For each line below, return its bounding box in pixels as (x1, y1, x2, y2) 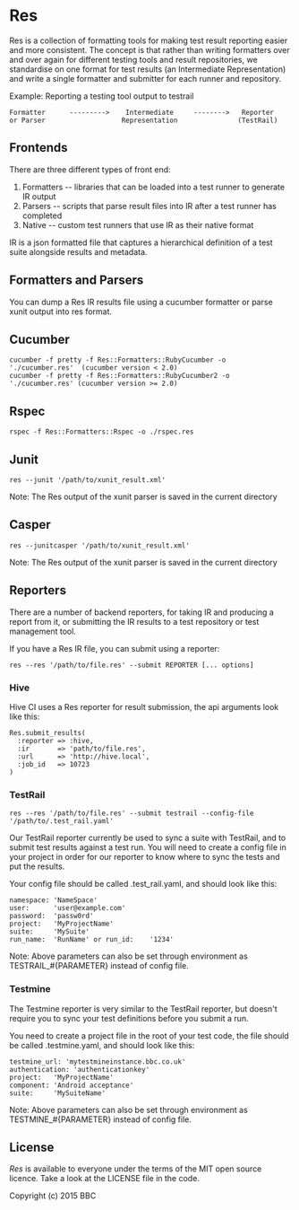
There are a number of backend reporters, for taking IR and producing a (9, 607, 275, 618)
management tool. (9, 626, 76, 636)
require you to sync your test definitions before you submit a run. (9, 1013, 249, 1023)
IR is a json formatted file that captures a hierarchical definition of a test (9, 237, 273, 248)
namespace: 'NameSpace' (9, 896, 98, 905)
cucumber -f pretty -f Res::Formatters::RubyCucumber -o (9, 355, 226, 364)
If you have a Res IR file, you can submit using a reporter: (9, 643, 220, 653)
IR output (21, 190, 56, 202)
